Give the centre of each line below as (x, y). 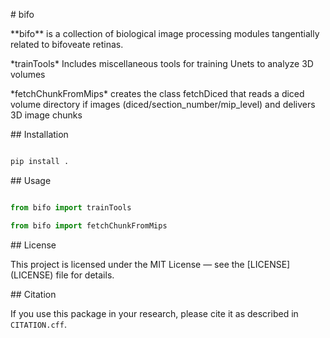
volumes (28, 74)
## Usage (31, 180)
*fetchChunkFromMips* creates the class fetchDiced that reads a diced (157, 93)
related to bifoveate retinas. (67, 44)
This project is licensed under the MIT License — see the (127, 264)
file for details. (85, 275)
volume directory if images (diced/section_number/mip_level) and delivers (163, 104)
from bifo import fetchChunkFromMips (89, 225)
